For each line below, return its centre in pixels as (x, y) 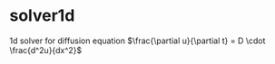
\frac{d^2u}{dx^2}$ (46, 50)
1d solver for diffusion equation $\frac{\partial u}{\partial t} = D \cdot (137, 41)
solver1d (42, 16)
